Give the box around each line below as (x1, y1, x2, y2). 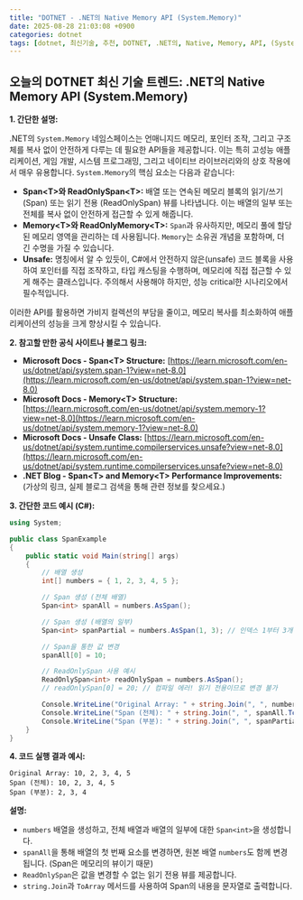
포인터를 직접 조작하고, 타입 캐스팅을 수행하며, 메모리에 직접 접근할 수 (39, 265, 282, 276)
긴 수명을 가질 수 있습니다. (22, 243, 115, 254)
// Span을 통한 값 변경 (41, 642, 120, 651)
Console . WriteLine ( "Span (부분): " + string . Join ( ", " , (41, 717, 252, 726)
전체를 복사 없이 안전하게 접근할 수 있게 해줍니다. (22, 209, 194, 219)
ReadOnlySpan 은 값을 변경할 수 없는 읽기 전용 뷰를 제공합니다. (22, 869, 237, 880)
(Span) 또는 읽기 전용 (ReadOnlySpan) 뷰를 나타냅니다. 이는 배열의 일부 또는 (22, 198, 293, 209)
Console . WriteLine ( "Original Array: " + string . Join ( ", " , (41, 701, 269, 710)
